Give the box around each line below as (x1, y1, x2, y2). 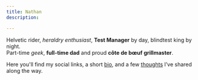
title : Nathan (6, 8, 42, 15)
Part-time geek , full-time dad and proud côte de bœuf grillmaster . (6, 49, 174, 56)
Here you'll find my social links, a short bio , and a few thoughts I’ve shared (6, 61, 193, 68)
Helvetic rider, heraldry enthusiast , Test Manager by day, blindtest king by (6, 36, 192, 43)
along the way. (6, 67, 43, 74)
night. (6, 43, 21, 50)
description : (6, 14, 39, 20)
